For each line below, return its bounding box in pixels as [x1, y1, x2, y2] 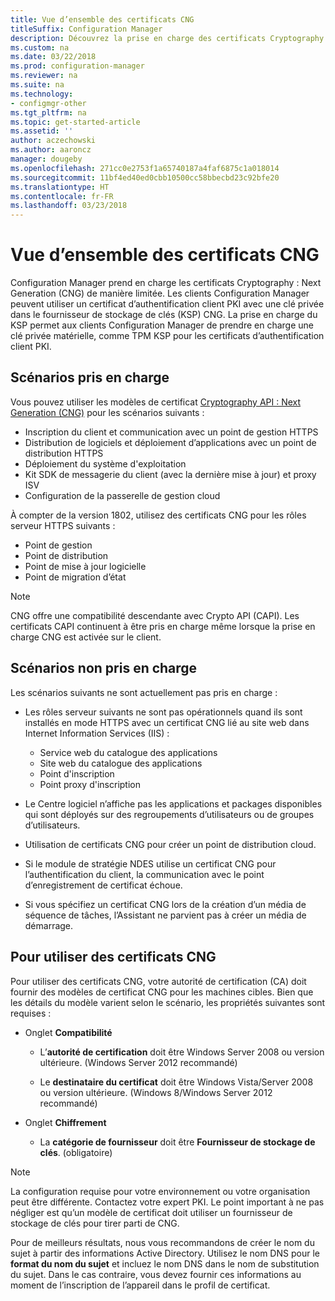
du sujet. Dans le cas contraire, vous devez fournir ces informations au [10, 1268, 302, 1280]
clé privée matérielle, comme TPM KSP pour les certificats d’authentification [10, 330, 325, 342]
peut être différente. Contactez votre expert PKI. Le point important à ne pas [10, 1196, 325, 1208]
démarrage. [24, 919, 74, 931]
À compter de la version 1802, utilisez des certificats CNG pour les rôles [10, 509, 307, 521]
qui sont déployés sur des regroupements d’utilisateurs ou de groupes [24, 808, 315, 820]
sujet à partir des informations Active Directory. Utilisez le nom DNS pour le [10, 1247, 320, 1259]
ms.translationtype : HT [10, 182, 110, 192]
